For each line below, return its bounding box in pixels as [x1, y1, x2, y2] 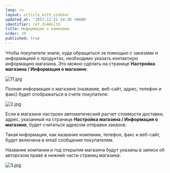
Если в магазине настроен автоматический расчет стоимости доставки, [5, 110, 164, 117]
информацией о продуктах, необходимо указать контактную [5, 55, 138, 61]
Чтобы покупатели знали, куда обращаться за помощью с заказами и [5, 49, 158, 56]
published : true [5, 36, 40, 41]
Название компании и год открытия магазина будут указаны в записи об [5, 147, 165, 153]
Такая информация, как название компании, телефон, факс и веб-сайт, [5, 131, 161, 137]
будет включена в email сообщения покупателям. [5, 137, 114, 143]
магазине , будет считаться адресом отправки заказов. [5, 122, 127, 128]
